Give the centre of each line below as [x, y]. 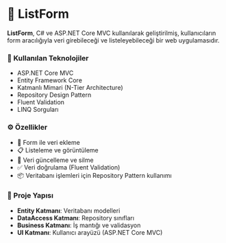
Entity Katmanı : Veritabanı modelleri [68, 210]
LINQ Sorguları [38, 110]
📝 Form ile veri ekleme [48, 142]
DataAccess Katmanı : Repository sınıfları [76, 218]
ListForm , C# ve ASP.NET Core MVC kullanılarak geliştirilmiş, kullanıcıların [112, 33]
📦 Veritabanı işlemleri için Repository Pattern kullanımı [95, 175]
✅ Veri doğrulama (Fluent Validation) [68, 167]
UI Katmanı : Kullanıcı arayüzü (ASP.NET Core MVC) [90, 232]
